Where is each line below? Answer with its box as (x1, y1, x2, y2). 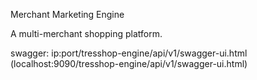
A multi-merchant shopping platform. (10, 28, 163, 39)
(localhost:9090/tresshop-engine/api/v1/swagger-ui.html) (10, 58, 248, 69)
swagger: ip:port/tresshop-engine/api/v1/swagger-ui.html (10, 47, 248, 59)
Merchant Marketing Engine (10, 9, 125, 20)
